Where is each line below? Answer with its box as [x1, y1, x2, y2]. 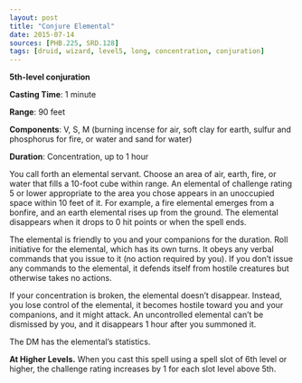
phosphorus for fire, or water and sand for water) [9, 134, 193, 145]
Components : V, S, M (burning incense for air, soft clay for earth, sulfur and [9, 124, 292, 135]
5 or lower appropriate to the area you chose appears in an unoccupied [9, 188, 275, 199]
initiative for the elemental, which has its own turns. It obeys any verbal [9, 244, 274, 255]
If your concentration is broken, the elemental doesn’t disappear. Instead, [9, 290, 282, 301]
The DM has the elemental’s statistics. [9, 336, 151, 348]
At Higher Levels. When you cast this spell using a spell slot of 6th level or [9, 354, 288, 365]
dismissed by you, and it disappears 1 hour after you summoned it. [9, 319, 257, 330]
